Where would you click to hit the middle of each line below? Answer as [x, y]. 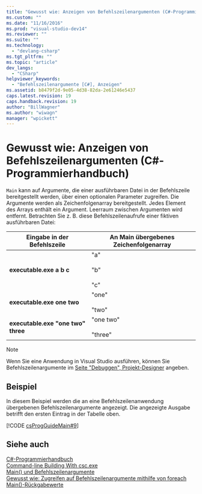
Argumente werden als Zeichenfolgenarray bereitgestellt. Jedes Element [96, 203]
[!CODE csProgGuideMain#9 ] [43, 426]
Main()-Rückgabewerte [35, 484]
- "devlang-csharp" [36, 51]
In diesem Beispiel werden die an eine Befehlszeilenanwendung [85, 401]
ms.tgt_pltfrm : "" [29, 57]
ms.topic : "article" [32, 62]
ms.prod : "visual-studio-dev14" [47, 29]
